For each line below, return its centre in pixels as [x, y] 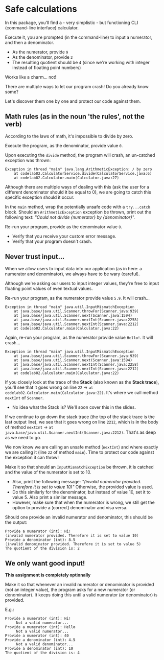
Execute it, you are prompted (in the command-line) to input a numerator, [79, 37]
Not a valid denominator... [45, 644]
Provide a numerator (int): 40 [37, 636]
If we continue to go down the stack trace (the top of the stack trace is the [80, 417]
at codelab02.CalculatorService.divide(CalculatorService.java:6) [83, 173]
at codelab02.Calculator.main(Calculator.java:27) [67, 178]
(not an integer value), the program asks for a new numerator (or [70, 590]
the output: [16, 522]
